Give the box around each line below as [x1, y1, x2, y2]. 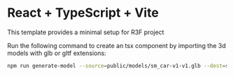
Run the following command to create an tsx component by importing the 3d [7, 41, 226, 50]
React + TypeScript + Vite [7, 5, 159, 21]
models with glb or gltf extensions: [7, 49, 107, 57]
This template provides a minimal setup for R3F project [7, 28, 165, 36]
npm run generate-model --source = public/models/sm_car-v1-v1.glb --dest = [7, 62, 226, 69]
